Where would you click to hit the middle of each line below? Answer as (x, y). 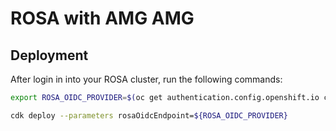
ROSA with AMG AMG (102, 18)
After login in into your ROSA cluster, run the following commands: (146, 79)
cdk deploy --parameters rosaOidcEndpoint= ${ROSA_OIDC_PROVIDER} (149, 115)
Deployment (49, 55)
